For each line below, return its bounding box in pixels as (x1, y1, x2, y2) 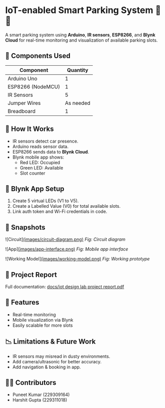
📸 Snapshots (5, 223, 46, 231)
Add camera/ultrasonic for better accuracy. (12, 358, 101, 364)
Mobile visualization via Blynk (12, 317, 73, 323)
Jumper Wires (7, 99, 41, 106)
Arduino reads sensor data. (12, 143, 69, 150)
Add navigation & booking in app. (12, 364, 81, 370)
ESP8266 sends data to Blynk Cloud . (12, 149, 89, 155)
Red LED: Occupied (19, 159, 60, 165)
